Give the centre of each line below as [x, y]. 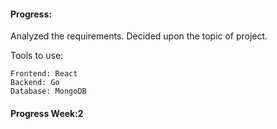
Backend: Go [35, 83]
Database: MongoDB [48, 91]
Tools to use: [37, 56]
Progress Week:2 [47, 113]
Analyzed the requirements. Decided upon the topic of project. [139, 36]
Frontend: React [44, 74]
